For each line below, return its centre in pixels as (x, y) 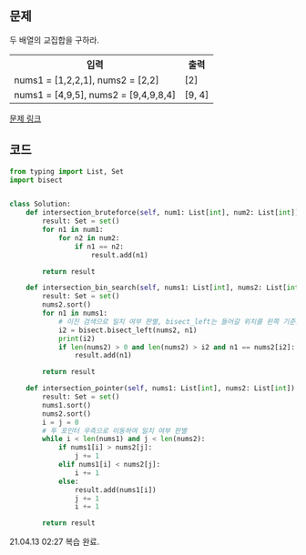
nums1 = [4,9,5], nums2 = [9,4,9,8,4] (95, 95)
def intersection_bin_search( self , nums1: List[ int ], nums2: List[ (156, 288)
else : (68, 481)
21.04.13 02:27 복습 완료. (55, 542)
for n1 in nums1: (75, 313)
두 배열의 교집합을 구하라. (55, 40)
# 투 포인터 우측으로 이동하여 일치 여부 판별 (115, 430)
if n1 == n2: (99, 247)
